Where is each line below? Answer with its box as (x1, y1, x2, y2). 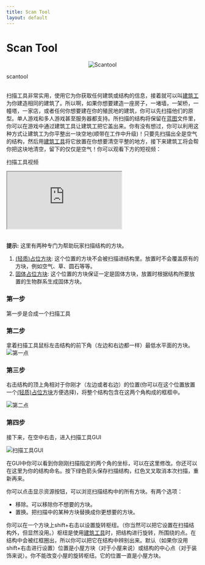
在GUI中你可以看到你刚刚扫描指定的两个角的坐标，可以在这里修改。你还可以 (6, 459, 198, 467)
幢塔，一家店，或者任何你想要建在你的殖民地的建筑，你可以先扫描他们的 (6, 108, 188, 115)
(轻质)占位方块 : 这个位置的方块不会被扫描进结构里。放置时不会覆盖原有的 (15, 255, 199, 263)
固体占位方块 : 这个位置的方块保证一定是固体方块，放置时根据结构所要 (15, 270, 190, 278)
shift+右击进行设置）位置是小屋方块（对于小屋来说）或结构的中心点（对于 (6, 544, 192, 552)
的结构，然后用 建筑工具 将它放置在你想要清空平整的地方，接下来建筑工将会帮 (6, 138, 199, 145)
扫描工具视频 (6, 158, 38, 166)
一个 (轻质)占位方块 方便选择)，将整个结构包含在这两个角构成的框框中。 (6, 388, 184, 396)
